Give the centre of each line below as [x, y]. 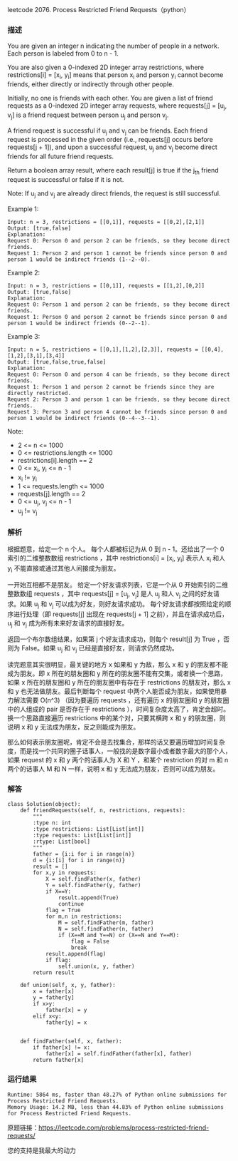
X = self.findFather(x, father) [93, 879]
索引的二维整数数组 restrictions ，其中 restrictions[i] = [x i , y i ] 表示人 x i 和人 [117, 559]
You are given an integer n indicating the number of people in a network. [113, 46]
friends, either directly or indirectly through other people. [91, 84]
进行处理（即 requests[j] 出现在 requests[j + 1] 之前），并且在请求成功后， [121, 614]
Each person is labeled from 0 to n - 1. [63, 53]
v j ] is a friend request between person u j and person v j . [88, 116]
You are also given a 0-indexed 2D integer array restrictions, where [106, 67]
